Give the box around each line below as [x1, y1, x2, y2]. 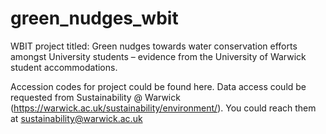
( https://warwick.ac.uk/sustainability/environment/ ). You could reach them [10, 102, 317, 114]
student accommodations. [10, 61, 118, 73]
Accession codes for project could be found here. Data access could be [10, 80, 307, 92]
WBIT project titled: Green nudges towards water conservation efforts [10, 40, 298, 52]
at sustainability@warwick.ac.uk [10, 112, 143, 124]
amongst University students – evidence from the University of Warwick [10, 50, 307, 62]
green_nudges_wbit [10, 7, 179, 30]
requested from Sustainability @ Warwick [10, 91, 181, 103]
